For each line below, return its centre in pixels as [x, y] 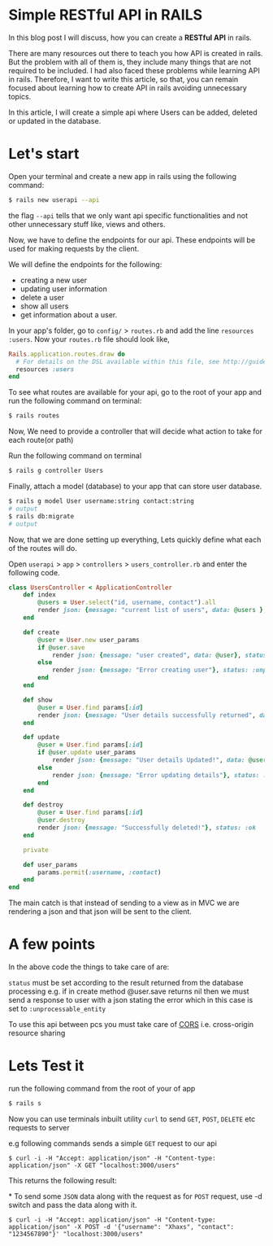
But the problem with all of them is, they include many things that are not [130, 62]
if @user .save [61, 647]
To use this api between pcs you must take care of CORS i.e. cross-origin [131, 1025]
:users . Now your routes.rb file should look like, [89, 339]
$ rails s [25, 1104]
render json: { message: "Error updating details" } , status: [156, 775]
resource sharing [37, 1033]
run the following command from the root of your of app [102, 1089]
